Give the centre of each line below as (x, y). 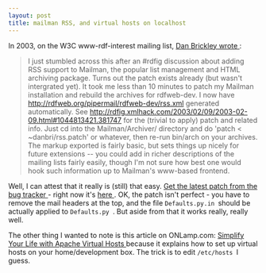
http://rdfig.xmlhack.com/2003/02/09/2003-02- (169, 111)
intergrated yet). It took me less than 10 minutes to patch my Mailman (141, 86)
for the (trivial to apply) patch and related (190, 120)
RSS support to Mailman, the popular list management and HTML (134, 69)
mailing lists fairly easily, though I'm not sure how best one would (134, 162)
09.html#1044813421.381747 (74, 120)
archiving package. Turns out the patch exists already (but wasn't (135, 78)
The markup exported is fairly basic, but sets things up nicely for (133, 145)
